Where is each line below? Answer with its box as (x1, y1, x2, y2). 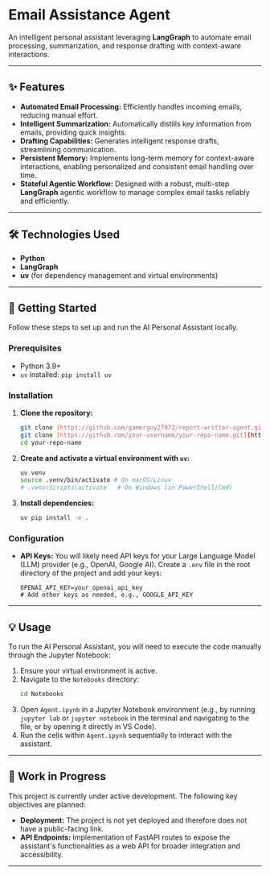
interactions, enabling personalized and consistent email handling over (19, 161, 255, 171)
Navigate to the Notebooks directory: (19, 674, 139, 684)
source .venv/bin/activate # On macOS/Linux (19, 476, 172, 484)
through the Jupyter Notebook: (8, 650, 111, 660)
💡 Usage (8, 620, 51, 634)
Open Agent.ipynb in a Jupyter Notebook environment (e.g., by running (19, 705, 256, 715)
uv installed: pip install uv (19, 369, 112, 379)
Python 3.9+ (19, 361, 62, 371)
